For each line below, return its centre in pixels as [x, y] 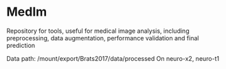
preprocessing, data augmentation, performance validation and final [103, 38]
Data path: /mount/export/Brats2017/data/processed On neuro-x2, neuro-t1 [113, 58]
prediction [21, 45]
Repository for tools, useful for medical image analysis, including [98, 31]
